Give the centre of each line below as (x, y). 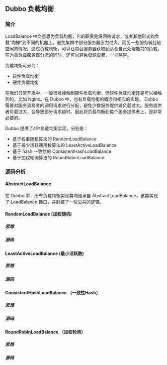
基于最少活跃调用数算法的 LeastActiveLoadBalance (64, 145)
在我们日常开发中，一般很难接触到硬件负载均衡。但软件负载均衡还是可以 (79, 93)
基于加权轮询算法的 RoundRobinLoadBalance (58, 157)
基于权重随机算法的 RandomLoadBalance (54, 139)
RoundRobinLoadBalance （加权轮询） (45, 332)
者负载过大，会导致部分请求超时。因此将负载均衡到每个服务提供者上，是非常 (83, 112)
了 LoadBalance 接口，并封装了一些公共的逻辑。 (55, 202)
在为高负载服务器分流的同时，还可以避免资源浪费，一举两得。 (68, 55)
